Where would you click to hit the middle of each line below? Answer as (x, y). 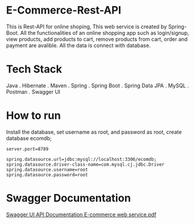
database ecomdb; (29, 138)
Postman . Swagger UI (33, 91)
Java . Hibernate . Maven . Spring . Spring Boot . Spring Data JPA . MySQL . (98, 85)
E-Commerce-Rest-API (64, 10)
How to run (34, 116)
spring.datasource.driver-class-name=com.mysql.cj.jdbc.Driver (85, 164)
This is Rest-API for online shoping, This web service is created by (87, 27)
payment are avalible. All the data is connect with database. (78, 45)
